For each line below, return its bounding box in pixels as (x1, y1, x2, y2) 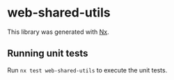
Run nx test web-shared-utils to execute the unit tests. (7, 66, 168, 74)
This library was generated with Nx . (7, 28, 109, 36)
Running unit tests (7, 48, 88, 59)
